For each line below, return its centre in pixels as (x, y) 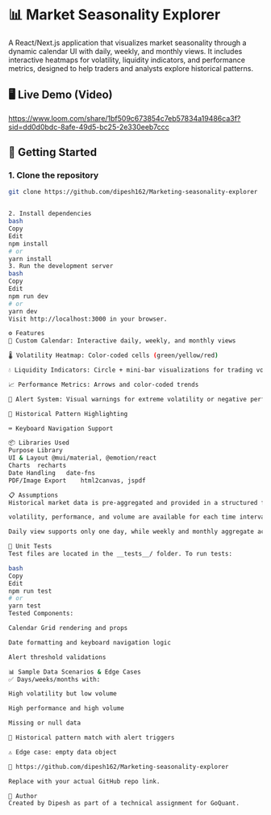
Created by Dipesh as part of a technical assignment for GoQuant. (124, 804)
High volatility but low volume (63, 694)
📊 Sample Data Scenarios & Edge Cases (75, 672)
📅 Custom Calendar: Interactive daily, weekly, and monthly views (122, 341)
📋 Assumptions (33, 495)
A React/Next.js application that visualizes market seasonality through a (127, 42)
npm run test (30, 591)
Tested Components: (41, 614)
